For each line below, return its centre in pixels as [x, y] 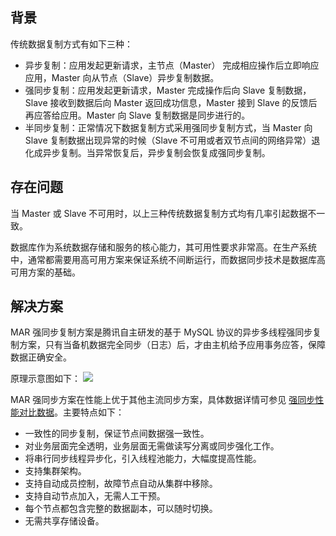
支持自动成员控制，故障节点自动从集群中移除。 [121, 484]
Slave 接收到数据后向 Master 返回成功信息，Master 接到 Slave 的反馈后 [171, 102]
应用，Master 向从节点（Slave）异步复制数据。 [122, 77]
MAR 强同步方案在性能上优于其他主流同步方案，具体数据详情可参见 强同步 [163, 400]
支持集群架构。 [55, 471]
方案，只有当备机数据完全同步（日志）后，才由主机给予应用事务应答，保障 [172, 345]
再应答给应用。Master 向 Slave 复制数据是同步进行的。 [137, 115]
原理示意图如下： [45, 379]
